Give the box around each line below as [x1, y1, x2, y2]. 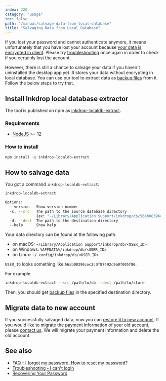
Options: [5, 200, 23, 205]
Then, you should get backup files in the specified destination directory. [5, 289, 152, 295]
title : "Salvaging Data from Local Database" [5, 26, 100, 31]
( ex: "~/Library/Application [36, 213, 96, 219]
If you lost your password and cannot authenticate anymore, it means [5, 39, 147, 45]
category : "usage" [5, 12, 43, 17]
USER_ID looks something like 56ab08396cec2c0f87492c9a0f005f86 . [5, 261, 137, 267]
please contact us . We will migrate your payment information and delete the [5, 327, 160, 333]
